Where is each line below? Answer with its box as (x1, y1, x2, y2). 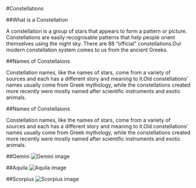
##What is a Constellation (6, 16, 68, 23)
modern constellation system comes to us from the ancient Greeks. (6, 46, 169, 53)
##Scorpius (6, 176, 35, 182)
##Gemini (6, 153, 30, 160)
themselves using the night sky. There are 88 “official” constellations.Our (6, 40, 182, 47)
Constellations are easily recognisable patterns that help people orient (6, 34, 176, 40)
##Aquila (6, 164, 28, 171)
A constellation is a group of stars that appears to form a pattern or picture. (6, 28, 187, 35)
